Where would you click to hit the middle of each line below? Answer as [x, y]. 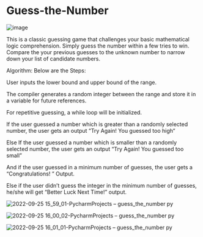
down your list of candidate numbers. [54, 58]
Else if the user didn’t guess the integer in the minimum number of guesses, [102, 185]
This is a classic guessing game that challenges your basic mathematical [98, 39]
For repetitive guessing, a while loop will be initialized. [74, 112]
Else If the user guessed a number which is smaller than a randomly [92, 142]
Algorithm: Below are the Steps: [46, 70]
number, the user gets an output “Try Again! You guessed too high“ [91, 130]
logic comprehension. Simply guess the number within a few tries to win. [98, 46]
